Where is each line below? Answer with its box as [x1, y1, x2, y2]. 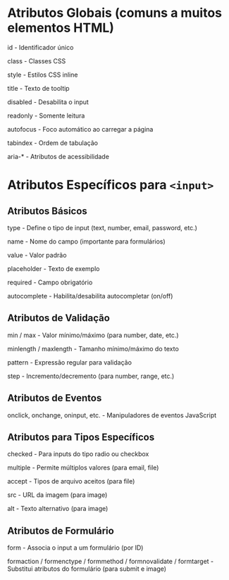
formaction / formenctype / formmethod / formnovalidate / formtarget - [7, 557, 214, 566]
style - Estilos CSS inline [7, 70, 78, 79]
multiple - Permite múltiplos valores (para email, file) [7, 463, 159, 472]
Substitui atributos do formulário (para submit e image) [7, 565, 167, 573]
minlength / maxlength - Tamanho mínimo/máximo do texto [7, 344, 180, 353]
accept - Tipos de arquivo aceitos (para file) [7, 477, 135, 486]
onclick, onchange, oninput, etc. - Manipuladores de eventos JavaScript [7, 410, 217, 420]
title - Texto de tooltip [7, 84, 70, 92]
